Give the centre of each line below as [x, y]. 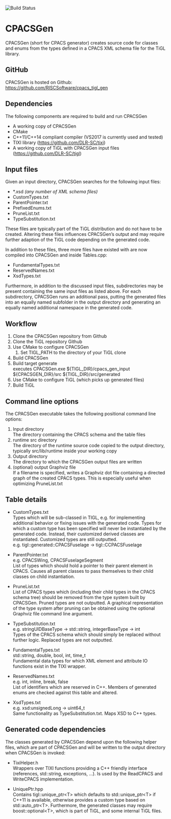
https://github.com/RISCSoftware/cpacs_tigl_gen [57, 88]
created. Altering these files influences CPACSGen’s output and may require [85, 234]
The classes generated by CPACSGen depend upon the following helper [81, 742]
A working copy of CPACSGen [44, 126]
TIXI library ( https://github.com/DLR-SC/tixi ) [59, 142]
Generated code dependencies [56, 730]
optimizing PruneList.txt [38, 484]
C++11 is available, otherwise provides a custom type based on [79, 800]
